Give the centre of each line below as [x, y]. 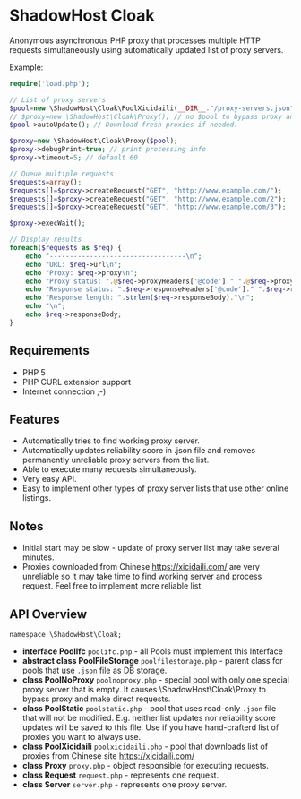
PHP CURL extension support [77, 382]
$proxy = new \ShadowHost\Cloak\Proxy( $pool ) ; [94, 141]
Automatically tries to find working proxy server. [111, 441]
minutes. [39, 557]
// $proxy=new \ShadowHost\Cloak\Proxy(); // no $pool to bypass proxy [146, 116]
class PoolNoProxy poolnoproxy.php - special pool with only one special [155, 680]
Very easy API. [49, 479]
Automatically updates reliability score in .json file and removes [139, 451]
